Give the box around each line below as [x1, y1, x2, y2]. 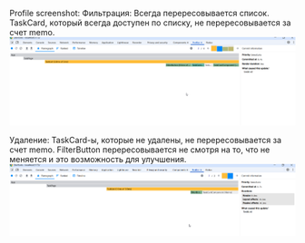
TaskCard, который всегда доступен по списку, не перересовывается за [9, 17, 291, 28]
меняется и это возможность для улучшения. [9, 154, 187, 165]
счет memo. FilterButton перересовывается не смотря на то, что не [9, 144, 271, 155]
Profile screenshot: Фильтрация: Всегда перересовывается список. [9, 8, 270, 18]
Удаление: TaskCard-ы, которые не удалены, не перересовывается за [9, 135, 282, 146]
